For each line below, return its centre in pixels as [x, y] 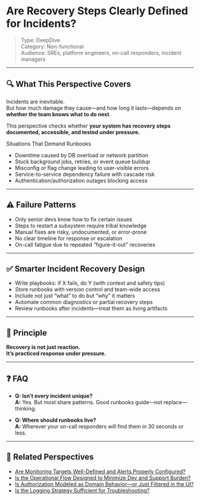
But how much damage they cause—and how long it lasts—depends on [94, 108]
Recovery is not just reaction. [43, 347]
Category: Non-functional [52, 46]
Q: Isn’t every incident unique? [54, 396]
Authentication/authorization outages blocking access [81, 181]
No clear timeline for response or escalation [68, 238]
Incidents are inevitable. [35, 101]
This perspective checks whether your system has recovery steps [88, 126]
